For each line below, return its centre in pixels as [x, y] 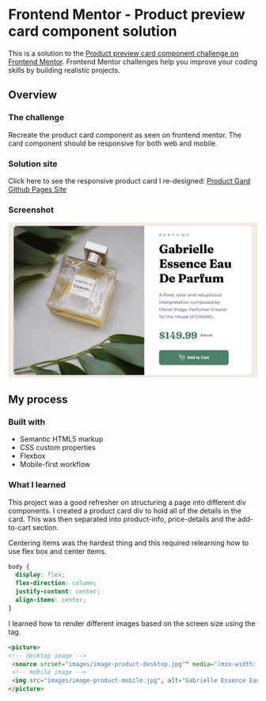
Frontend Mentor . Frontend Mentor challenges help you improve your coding [133, 62]
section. [46, 527]
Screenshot [31, 210]
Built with [27, 422]
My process [38, 399]
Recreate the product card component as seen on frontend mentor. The [125, 135]
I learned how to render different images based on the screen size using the [132, 623]
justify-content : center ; [58, 592]
